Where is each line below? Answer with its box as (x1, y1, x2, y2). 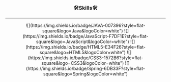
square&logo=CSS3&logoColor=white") (41, 60, 124, 66)
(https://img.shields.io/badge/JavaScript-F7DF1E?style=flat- (22, 33, 149, 39)
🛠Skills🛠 (73, 4, 98, 11)
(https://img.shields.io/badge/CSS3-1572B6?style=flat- (27, 55, 144, 61)
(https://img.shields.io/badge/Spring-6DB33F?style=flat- (26, 65, 145, 72)
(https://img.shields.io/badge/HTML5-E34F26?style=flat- (25, 44, 146, 50)
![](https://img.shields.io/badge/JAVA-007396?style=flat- (25, 22, 146, 29)
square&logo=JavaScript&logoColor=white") (36, 38, 130, 45)
